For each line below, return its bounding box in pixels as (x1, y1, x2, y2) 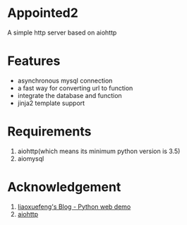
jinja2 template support (17, 99, 85, 107)
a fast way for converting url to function (17, 83, 133, 92)
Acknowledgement (7, 179, 121, 195)
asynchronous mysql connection (17, 76, 113, 85)
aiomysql (17, 154, 44, 163)
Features (7, 53, 61, 69)
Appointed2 (7, 5, 79, 21)
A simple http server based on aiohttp (7, 28, 117, 37)
